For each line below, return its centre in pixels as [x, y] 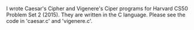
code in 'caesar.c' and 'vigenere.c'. [49, 21]
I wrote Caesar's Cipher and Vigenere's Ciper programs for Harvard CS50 [97, 9]
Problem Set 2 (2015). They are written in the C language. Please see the [96, 15]
